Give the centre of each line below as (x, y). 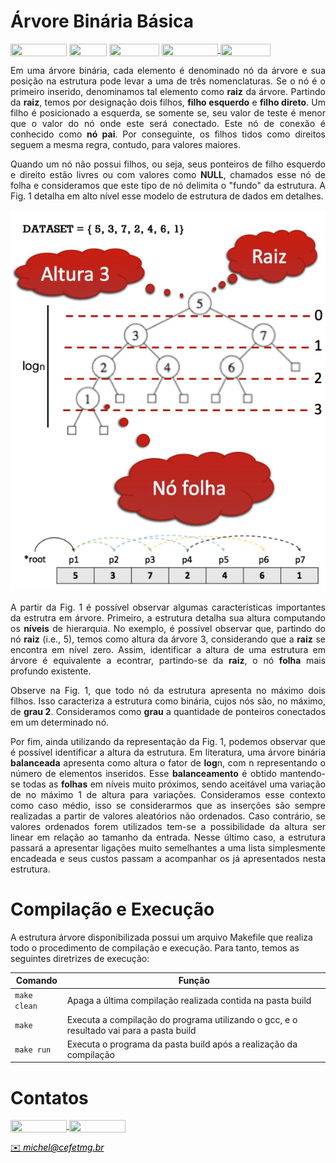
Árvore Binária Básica (102, 21)
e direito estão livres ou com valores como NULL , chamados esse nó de (168, 175)
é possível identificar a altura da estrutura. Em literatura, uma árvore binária (168, 752)
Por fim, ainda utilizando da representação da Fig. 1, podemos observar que (168, 741)
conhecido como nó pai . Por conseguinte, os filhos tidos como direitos (168, 134)
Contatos (49, 1097)
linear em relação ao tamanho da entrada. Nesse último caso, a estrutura (168, 837)
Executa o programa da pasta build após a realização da (182, 1044)
